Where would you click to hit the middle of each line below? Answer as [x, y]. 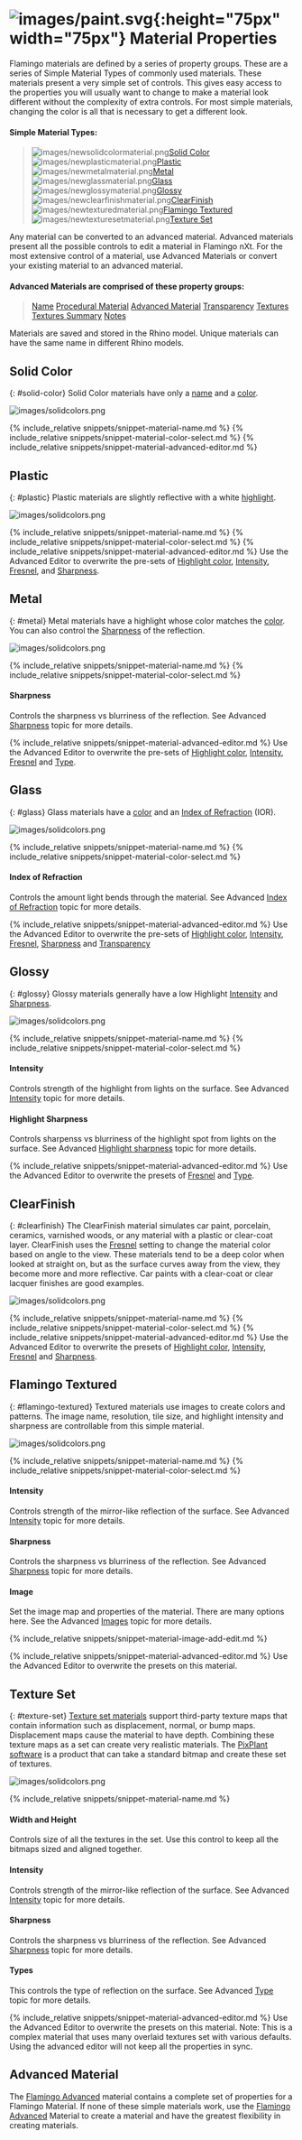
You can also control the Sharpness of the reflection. [107, 630]
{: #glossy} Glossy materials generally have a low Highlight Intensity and [143, 994]
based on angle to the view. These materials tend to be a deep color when [147, 1255]
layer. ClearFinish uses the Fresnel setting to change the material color [140, 1245]
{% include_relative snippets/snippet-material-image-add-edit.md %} [138, 1639]
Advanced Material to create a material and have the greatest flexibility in [145, 2116]
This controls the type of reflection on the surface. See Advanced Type [142, 1991]
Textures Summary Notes [78, 316]
